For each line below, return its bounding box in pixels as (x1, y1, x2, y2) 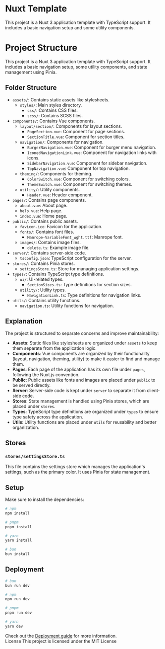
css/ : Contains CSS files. (27, 107, 78, 113)
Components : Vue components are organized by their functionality (12, 350, 150, 356)
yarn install (5, 538, 32, 543)
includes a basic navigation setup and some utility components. (5, 24, 135, 30)
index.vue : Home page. (19, 213, 68, 219)
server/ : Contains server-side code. (12, 249, 86, 256)
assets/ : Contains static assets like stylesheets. (12, 96, 110, 102)
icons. (27, 155, 40, 161)
